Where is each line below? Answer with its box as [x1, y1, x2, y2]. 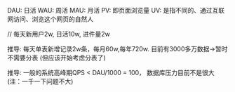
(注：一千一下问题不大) [7, 77, 74, 86]
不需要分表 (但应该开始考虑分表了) [7, 53, 107, 62]
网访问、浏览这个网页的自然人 [7, 15, 93, 23]
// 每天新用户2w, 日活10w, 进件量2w [7, 30, 110, 38]
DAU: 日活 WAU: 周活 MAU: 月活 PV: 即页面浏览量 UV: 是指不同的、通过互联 [7, 6, 225, 14]
